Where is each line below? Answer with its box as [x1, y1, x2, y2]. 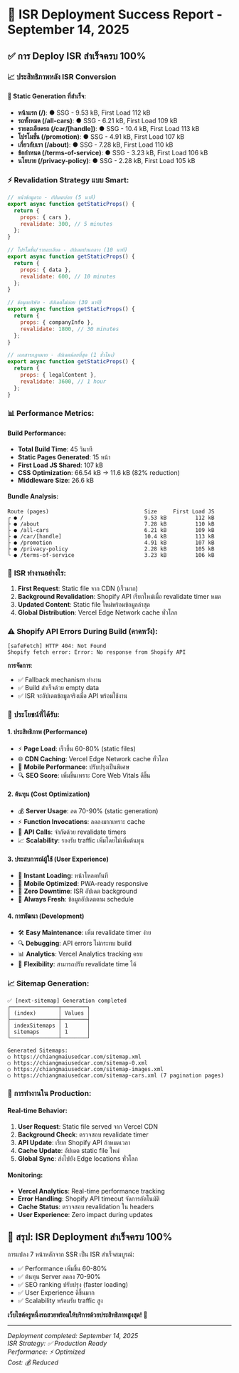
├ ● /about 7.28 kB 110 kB [7, 520, 215, 528]
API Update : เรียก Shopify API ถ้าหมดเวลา [17, 1138, 131, 1147]
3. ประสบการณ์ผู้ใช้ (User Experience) [7, 855, 109, 864]
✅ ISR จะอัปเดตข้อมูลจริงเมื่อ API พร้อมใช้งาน [17, 691, 128, 700]
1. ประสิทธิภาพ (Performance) [7, 727, 87, 736]
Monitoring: [7, 1171, 43, 1179]
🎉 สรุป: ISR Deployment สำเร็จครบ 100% [7, 1231, 173, 1243]
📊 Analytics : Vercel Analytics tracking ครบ [17, 950, 143, 959]
